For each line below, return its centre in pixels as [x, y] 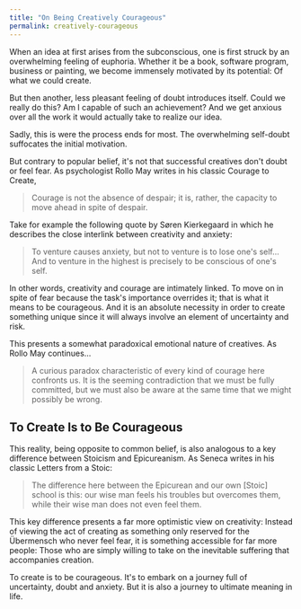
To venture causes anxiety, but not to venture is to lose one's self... [155, 252]
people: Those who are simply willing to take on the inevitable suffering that [150, 551]
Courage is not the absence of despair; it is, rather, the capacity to [154, 198]
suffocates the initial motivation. [68, 144]
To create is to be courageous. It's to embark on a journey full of [128, 578]
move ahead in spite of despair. [89, 207]
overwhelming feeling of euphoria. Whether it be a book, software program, [149, 61]
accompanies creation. [52, 560]
